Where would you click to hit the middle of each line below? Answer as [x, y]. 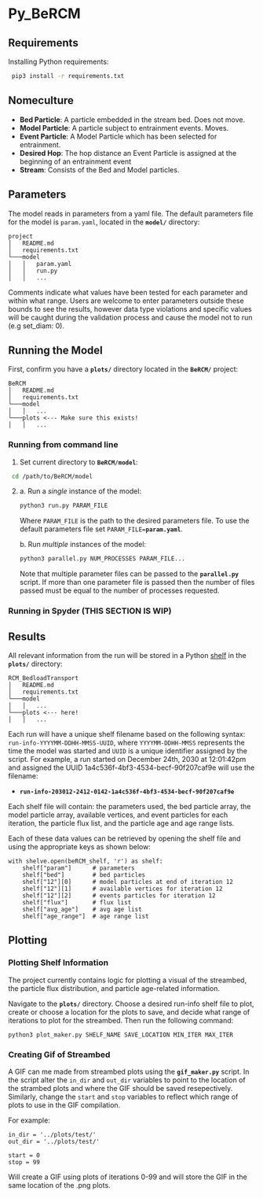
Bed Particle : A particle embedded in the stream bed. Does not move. [132, 120]
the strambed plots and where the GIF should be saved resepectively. [121, 1088]
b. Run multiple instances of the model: [83, 545]
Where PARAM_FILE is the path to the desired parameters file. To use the [134, 521]
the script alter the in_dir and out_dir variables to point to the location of [127, 1080]
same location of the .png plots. [60, 1185]
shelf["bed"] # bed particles [84, 874]
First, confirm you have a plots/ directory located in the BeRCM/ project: [123, 369]
